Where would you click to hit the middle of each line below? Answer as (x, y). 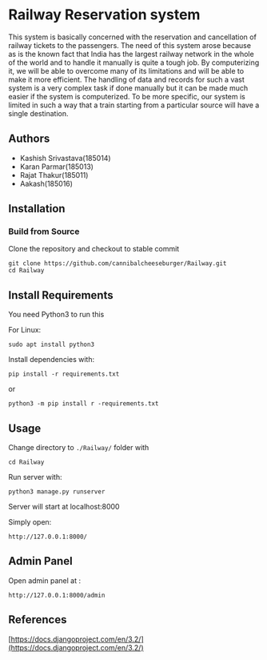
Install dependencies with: (52, 360)
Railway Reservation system (104, 15)
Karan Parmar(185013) (57, 167)
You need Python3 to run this (56, 315)
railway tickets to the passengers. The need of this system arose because (130, 45)
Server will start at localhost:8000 (64, 507)
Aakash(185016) (46, 183)
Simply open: (30, 522)
